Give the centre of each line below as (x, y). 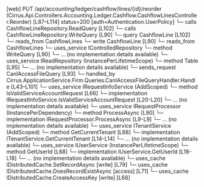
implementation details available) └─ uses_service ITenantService (89, 126)
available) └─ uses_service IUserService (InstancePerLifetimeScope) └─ (97, 145)
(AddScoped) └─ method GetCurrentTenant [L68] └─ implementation (93, 132)
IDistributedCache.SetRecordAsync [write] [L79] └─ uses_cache (87, 165)
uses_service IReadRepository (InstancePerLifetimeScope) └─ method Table (102, 61)
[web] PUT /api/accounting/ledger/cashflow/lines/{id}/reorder (84, 9)
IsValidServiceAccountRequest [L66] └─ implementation (77, 93)
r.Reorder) (19, 22)
